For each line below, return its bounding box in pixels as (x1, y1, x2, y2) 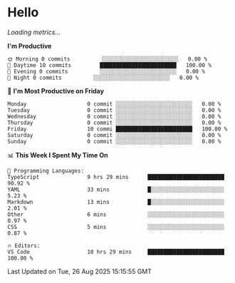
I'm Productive (7, 41, 52, 50)
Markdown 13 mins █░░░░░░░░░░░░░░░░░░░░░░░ (7, 198, 224, 205)
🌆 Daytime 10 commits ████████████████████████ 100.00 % (7, 61, 212, 68)
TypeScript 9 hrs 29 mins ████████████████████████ (7, 173, 224, 180)
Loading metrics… (7, 28, 61, 36)
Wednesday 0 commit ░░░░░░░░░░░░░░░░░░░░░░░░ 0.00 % (7, 113, 221, 120)
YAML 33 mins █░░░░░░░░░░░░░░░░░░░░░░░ (7, 186, 224, 193)
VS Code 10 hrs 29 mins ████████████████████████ (7, 248, 224, 255)
